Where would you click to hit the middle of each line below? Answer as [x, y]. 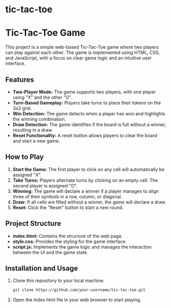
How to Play [25, 157]
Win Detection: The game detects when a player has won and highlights [89, 113]
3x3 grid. [22, 108]
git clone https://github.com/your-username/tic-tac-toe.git [79, 290]
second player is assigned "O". [45, 186]
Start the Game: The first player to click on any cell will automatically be [89, 169]
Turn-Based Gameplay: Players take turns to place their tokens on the [87, 102]
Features [20, 80]
